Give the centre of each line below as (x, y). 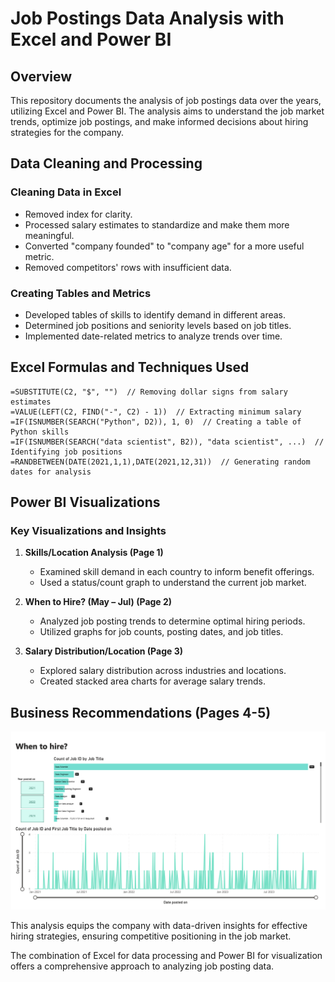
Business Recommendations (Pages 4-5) (141, 712)
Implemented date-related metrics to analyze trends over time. (153, 336)
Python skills (40, 432)
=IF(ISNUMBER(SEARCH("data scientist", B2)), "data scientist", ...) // (167, 442)
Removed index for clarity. (78, 214)
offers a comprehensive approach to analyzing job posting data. (142, 966)
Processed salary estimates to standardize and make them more (157, 224)
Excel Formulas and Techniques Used (130, 367)
